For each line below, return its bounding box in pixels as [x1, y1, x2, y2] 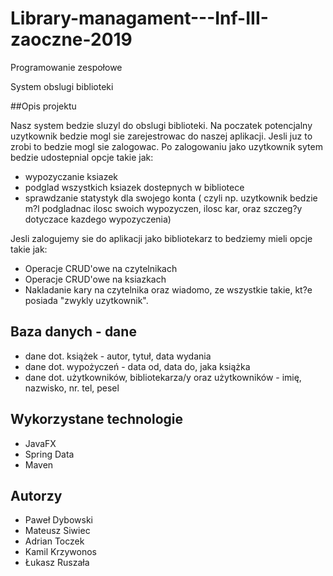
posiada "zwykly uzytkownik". [24, 294, 149, 306]
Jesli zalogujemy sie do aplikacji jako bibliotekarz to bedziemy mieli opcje [10, 232, 313, 244]
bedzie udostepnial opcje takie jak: [10, 151, 154, 163]
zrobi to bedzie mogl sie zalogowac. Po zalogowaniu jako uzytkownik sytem [10, 140, 323, 152]
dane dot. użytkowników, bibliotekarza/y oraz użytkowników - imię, [24, 371, 302, 383]
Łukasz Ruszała [24, 557, 90, 569]
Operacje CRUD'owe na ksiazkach [24, 273, 167, 285]
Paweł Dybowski [24, 514, 93, 526]
